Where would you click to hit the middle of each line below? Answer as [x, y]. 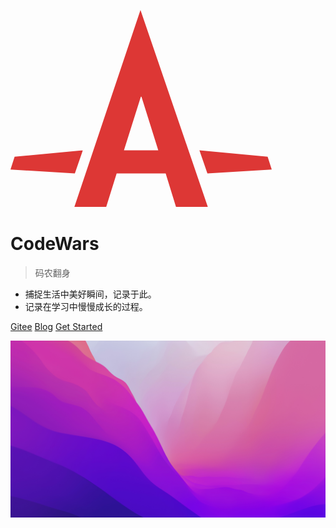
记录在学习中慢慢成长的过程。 [86, 306]
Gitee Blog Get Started [56, 326]
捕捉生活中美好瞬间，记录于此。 [90, 294]
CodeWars [55, 243]
